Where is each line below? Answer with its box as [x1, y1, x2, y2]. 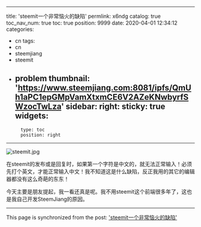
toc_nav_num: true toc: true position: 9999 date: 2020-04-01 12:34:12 [6, 19, 178, 26]
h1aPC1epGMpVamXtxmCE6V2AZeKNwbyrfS [14, 92, 189, 102]
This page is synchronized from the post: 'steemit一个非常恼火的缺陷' [6, 213, 178, 221]
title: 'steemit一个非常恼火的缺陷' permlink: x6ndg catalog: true [6, 13, 161, 20]
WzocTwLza [14, 102, 62, 112]
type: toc [20, 127, 45, 133]
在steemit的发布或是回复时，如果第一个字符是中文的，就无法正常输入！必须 [6, 160, 193, 167]
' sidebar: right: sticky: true [61, 102, 166, 112]
